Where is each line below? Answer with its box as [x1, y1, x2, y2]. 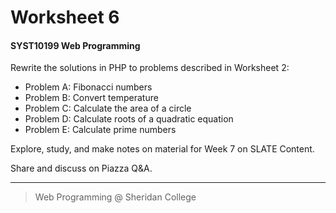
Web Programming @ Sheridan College [34, 191, 197, 203]
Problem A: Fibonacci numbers [24, 81, 153, 93]
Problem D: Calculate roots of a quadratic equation [24, 113, 234, 125]
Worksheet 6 [10, 6, 120, 29]
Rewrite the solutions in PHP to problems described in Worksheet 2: [10, 62, 290, 74]
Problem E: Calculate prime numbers [24, 124, 177, 136]
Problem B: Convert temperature [24, 92, 159, 104]
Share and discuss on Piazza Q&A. [10, 162, 153, 175]
